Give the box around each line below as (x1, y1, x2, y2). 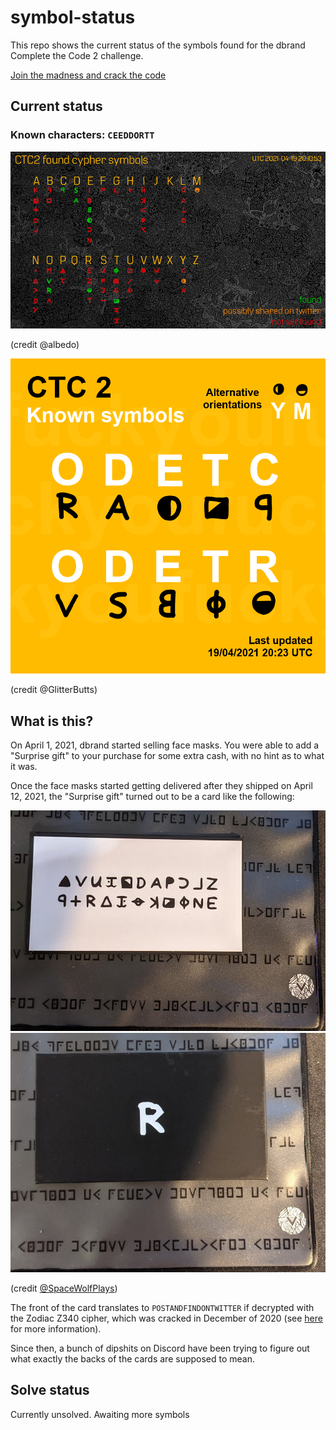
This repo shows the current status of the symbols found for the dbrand (10, 39, 306, 51)
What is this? (10, 712, 94, 730)
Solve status (10, 1382, 90, 1399)
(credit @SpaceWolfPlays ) (10, 1282, 118, 1295)
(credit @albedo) (10, 339, 80, 351)
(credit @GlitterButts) (10, 684, 98, 696)
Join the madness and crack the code (10, 69, 167, 81)
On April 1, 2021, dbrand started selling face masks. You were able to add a (10, 739, 320, 751)
